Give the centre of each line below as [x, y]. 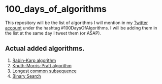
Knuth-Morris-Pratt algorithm [42, 65]
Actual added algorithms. [45, 48]
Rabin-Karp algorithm [34, 60]
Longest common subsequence [44, 71]
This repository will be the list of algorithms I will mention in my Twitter [77, 23]
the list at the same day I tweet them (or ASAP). [53, 33]
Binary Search [27, 76]
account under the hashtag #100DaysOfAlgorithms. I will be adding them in [81, 28]
